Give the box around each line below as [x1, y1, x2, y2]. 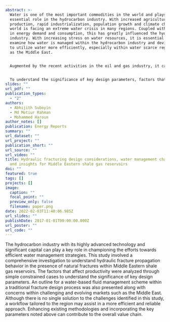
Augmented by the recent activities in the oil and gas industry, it [10, 63, 159, 68]
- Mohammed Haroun [10, 114, 49, 119]
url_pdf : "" [5, 87, 30, 92]
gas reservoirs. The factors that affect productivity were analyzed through [5, 268, 160, 274]
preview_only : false [10, 199, 53, 205]
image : [5, 185, 19, 190]
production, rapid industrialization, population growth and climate [10, 21, 159, 27]
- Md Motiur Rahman [10, 110, 51, 115]
